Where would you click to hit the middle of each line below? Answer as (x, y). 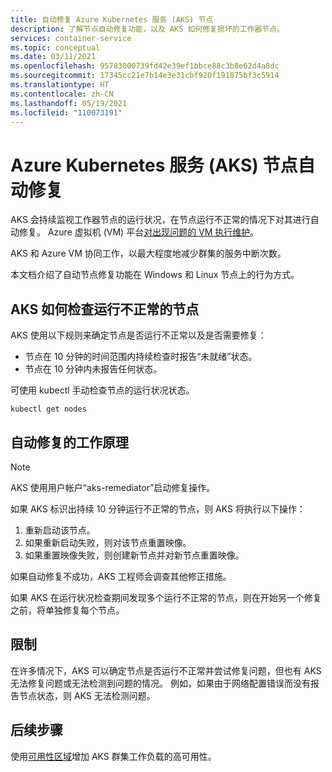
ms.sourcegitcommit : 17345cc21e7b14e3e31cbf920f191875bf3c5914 (145, 76)
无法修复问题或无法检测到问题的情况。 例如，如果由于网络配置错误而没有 (160, 683)
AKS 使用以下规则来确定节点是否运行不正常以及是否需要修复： (138, 335)
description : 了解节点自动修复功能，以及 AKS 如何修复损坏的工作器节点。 (147, 29)
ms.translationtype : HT (60, 85)
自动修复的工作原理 (69, 442)
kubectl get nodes (48, 409)
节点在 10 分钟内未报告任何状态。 (93, 369)
